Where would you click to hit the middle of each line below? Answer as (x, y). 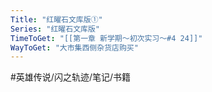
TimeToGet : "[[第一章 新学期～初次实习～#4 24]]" (106, 38)
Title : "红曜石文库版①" (56, 19)
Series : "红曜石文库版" (55, 29)
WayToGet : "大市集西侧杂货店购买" (74, 47)
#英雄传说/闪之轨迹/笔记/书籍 (71, 77)
